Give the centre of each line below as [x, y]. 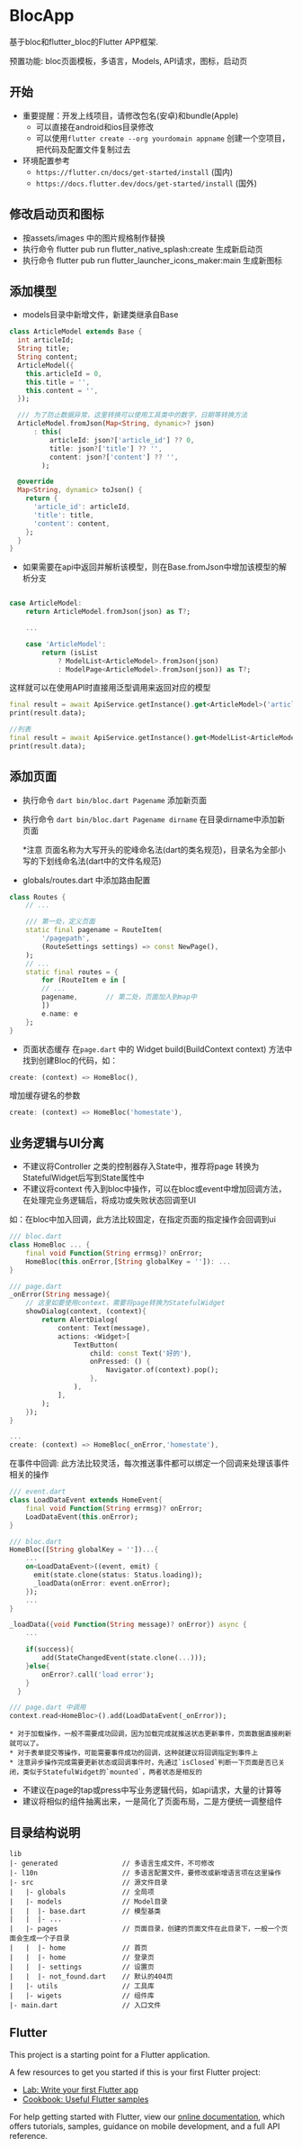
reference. [28, 2135]
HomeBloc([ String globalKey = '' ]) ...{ [84, 1550]
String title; [44, 349]
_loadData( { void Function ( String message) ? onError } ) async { [128, 1625]
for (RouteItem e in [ [84, 980]
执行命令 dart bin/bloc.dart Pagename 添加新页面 [114, 800]
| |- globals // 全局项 [82, 1892]
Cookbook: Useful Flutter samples [85, 2099]
